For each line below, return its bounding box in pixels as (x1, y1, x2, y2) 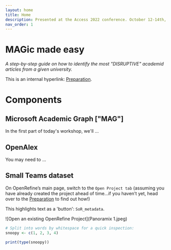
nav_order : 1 (5, 22, 33, 27)
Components (5, 94, 62, 106)
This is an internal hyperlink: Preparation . (5, 76, 92, 82)
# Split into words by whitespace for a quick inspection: (5, 225, 135, 231)
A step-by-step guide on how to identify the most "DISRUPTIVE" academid (5, 61, 164, 67)
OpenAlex (5, 143, 38, 152)
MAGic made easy (5, 44, 85, 55)
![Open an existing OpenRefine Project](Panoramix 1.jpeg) (5, 216, 127, 222)
